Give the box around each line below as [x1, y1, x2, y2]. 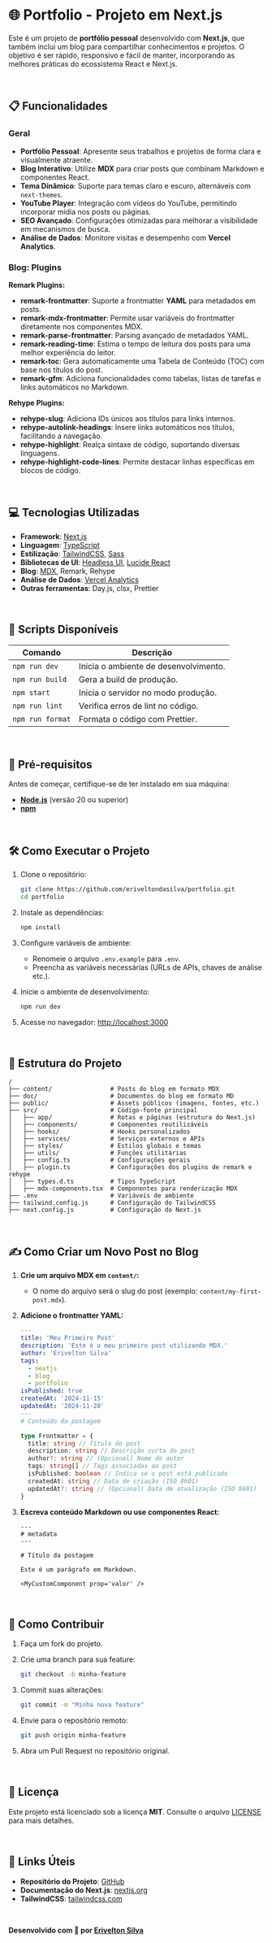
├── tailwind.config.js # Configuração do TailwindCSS [8, 1199, 217, 1207]
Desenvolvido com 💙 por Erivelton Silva [8, 1925, 144, 1935]
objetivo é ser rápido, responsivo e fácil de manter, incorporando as [8, 50, 235, 60]
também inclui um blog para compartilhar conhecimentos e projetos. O [8, 41, 245, 51]
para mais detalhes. [8, 1815, 75, 1825]
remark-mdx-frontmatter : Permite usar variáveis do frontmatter [19, 313, 235, 323]
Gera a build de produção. [78, 673, 179, 685]
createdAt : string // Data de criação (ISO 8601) [28, 1477, 199, 1485]
